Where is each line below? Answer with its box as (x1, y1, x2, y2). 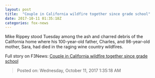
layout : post (5, 7, 31, 12)
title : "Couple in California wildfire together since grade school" (5, 12, 151, 16)
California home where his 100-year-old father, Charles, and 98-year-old (5, 39, 150, 45)
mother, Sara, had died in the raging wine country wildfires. (5, 44, 124, 50)
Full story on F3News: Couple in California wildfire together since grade (5, 53, 148, 59)
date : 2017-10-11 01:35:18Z (5, 16, 62, 21)
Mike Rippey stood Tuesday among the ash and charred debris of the (5, 34, 143, 39)
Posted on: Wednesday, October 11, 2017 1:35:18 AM (16, 68, 121, 74)
